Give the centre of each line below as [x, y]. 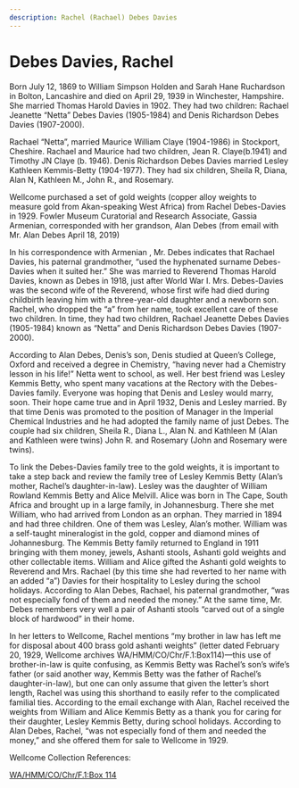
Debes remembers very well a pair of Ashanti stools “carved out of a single [147, 609]
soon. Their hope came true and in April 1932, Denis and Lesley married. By [148, 402]
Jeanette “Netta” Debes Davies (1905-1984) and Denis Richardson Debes [144, 115]
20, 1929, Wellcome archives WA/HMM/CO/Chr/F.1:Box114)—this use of [140, 655]
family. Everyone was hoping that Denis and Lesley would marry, [155, 393]
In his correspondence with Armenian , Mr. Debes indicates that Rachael [142, 252]
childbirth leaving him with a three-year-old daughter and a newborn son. [144, 299]
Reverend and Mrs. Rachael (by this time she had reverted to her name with [148, 571]
